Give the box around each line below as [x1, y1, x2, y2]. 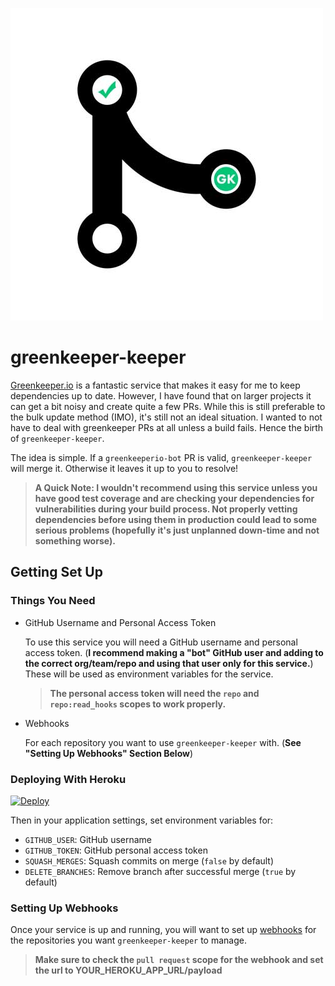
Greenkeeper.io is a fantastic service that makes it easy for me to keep [10, 379, 301, 391]
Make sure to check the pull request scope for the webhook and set [34, 954, 324, 966]
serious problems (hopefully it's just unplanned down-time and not [34, 524, 320, 536]
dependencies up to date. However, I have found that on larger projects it [10, 389, 312, 402]
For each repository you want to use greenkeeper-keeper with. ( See [24, 736, 302, 748]
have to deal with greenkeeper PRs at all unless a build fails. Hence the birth [10, 421, 324, 433]
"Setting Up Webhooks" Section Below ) [24, 747, 194, 759]
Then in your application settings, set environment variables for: [10, 814, 274, 826]
